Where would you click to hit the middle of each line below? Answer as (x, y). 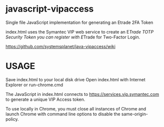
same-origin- (135, 114)
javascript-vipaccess (50, 9)
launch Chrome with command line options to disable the (63, 114)
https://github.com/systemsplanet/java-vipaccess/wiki (60, 46)
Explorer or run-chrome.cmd (34, 85)
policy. (12, 119)
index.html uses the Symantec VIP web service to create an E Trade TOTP (80, 32)
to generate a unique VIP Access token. (45, 99)
